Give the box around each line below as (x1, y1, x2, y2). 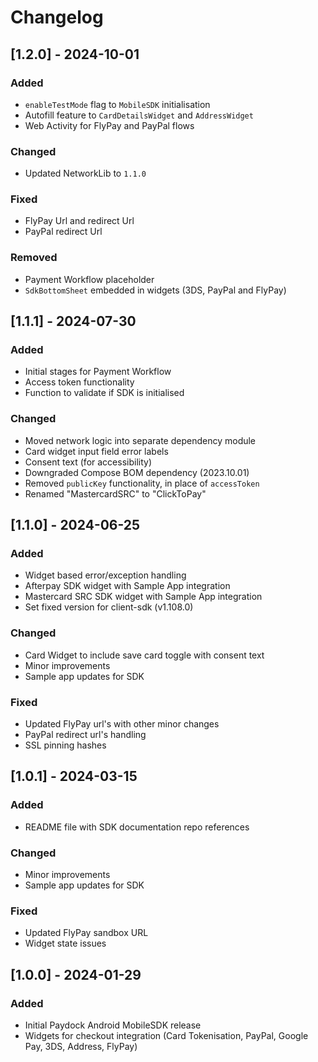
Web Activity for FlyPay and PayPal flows (24, 119, 195, 131)
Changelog (10, 6, 104, 29)
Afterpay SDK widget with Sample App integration (24, 580, 231, 592)
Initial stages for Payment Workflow (24, 366, 172, 378)
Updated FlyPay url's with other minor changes (24, 718, 220, 730)
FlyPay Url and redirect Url (24, 215, 135, 227)
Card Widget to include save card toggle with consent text (24, 649, 265, 661)
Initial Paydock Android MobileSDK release (24, 1019, 202, 1031)
